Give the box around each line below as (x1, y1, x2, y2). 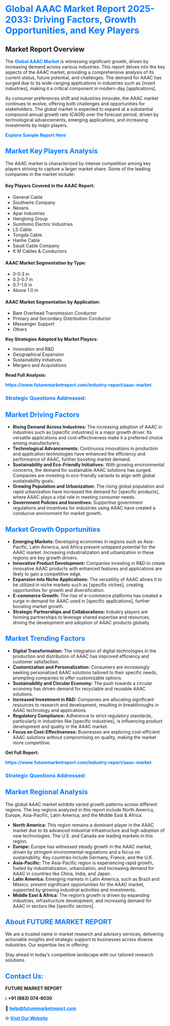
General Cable (12, 194, 43, 200)
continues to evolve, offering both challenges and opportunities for (5, 101, 145, 107)
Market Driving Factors (5, 410, 80, 419)
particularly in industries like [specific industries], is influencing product (12, 718, 163, 724)
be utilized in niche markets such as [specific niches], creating (12, 582, 144, 588)
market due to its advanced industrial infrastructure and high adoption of (12, 827, 165, 833)
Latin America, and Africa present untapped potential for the (29, 544, 156, 550)
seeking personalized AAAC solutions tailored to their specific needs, (12, 669, 158, 675)
